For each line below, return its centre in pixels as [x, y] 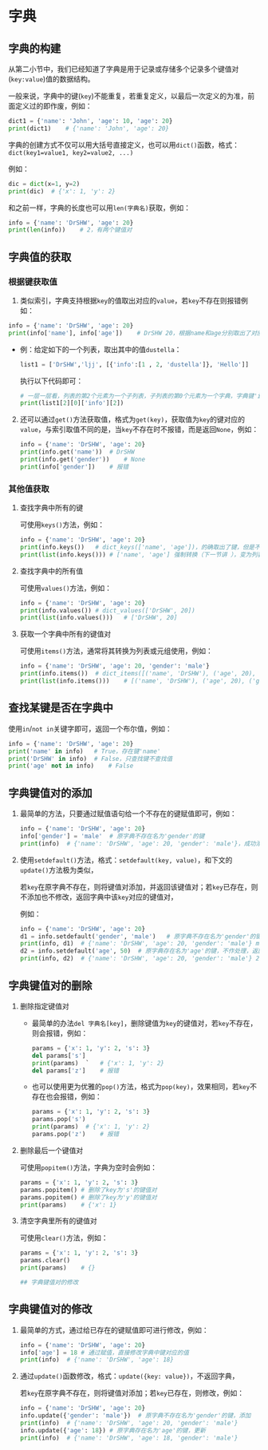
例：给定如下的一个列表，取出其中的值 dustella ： [100, 349]
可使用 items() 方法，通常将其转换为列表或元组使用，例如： [116, 651]
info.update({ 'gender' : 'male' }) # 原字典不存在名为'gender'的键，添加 [135, 1416]
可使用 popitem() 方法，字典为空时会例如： [89, 1167]
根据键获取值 [33, 282]
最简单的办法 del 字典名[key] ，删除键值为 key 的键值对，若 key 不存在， [144, 1023]
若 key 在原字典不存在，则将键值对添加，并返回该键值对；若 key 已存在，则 [139, 886]
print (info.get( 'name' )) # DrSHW [77, 452]
